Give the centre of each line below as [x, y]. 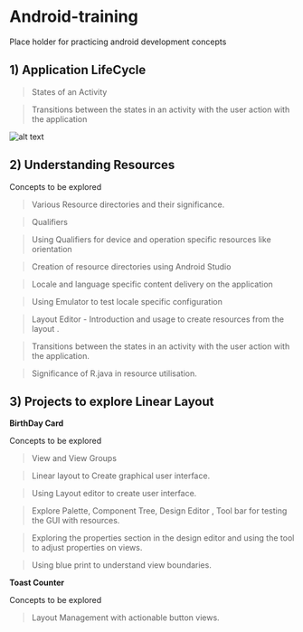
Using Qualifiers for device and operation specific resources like [151, 239]
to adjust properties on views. [87, 548]
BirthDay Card [37, 423]
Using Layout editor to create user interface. [114, 494]
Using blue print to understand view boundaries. [122, 565]
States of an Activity [69, 91]
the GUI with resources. [76, 521]
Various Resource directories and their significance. [128, 204]
